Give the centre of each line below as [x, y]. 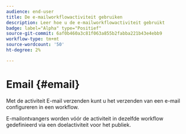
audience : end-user [30, 12]
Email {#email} [43, 84]
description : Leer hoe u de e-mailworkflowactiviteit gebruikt [86, 22]
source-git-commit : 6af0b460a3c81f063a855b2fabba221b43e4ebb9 [84, 34]
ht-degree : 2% [24, 50]
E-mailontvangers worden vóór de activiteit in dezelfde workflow [85, 118]
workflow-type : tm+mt [33, 39]
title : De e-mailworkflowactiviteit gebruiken [64, 17]
